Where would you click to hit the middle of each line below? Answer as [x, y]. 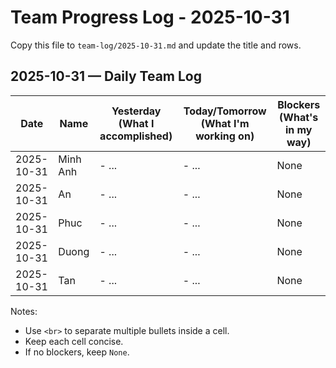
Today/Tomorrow [225, 111]
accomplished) [136, 136]
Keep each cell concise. [74, 341]
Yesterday [136, 111]
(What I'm [225, 123]
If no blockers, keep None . [77, 352]
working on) [225, 136]
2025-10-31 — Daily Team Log [106, 76]
